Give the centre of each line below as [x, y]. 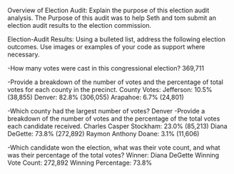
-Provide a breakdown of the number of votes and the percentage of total [115, 82]
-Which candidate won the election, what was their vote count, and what [114, 148]
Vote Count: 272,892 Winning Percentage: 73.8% [80, 163]
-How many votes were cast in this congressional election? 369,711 [106, 68]
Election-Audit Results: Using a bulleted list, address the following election [117, 39]
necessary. [24, 54]
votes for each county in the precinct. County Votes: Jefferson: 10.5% [110, 89]
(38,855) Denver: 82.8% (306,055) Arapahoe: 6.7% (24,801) [96, 97]
